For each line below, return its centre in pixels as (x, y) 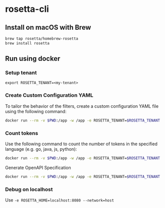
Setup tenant (21, 73)
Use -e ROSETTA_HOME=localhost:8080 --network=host (60, 200)
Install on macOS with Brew (48, 27)
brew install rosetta (27, 43)
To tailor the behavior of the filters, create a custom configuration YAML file (82, 106)
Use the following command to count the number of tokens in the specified (81, 144)
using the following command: (36, 111)
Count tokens (22, 133)
